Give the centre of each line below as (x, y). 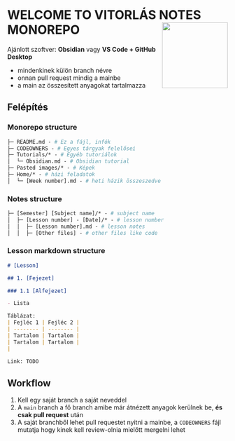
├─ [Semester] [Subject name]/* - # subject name (81, 214)
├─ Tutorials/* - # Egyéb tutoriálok (62, 155)
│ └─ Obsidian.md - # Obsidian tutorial (69, 161)
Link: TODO (23, 361)
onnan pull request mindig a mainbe (69, 78)
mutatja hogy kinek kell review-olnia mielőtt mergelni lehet (101, 430)
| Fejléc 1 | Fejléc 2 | (43, 323)
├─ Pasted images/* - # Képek (51, 168)
